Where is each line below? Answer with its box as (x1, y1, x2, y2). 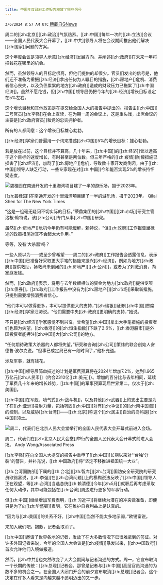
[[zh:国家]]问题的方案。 (5, 43, 52, 49)
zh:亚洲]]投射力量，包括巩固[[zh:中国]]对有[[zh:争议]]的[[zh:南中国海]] (16, 403, 156, 409)
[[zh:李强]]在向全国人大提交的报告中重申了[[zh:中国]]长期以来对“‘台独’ (5, 452, 145, 458)
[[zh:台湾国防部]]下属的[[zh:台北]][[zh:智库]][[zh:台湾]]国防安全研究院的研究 (5, 468, 156, 474)
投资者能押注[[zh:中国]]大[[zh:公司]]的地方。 (9, 331, 98, 337)
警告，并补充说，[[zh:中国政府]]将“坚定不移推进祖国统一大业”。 (15, 458, 142, 464)
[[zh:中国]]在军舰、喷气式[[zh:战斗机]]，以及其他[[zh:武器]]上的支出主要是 (5, 396, 153, 402)
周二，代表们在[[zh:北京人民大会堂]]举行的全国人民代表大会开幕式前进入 (5, 435, 149, 441)
